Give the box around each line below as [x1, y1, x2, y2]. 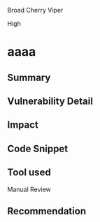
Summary [7, 71, 51, 83]
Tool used [7, 167, 51, 179]
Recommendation [7, 205, 86, 217]
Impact [7, 119, 38, 131]
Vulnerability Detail [7, 95, 93, 107]
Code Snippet [7, 142, 69, 154]
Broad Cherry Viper [7, 6, 64, 14]
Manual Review [7, 185, 51, 193]
